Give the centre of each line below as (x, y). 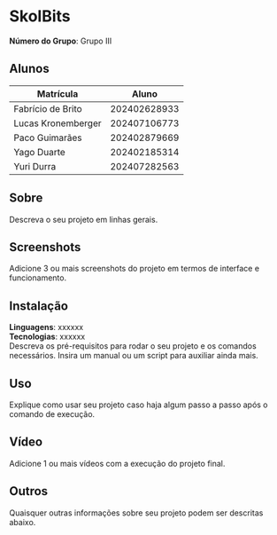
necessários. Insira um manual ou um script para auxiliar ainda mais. (134, 356)
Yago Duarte (40, 152)
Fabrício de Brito (48, 108)
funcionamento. (38, 278)
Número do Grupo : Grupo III (61, 41)
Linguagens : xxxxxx (46, 327)
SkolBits (40, 16)
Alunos (30, 69)
